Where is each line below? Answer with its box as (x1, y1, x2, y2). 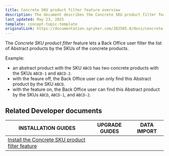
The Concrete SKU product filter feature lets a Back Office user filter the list (5, 40, 162, 46)
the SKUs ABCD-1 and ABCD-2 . (12, 70, 72, 76)
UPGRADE (97, 121, 122, 128)
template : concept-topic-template (5, 21, 78, 27)
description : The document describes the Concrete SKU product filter (5, 12, 156, 17)
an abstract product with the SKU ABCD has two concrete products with (12, 65, 159, 71)
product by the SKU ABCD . (12, 81, 65, 87)
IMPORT (136, 127, 157, 134)
